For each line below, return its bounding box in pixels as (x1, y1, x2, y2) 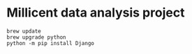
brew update (6, 28, 41, 35)
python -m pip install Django (6, 39, 95, 46)
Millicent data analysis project (6, 5, 185, 21)
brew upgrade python (6, 33, 67, 41)
